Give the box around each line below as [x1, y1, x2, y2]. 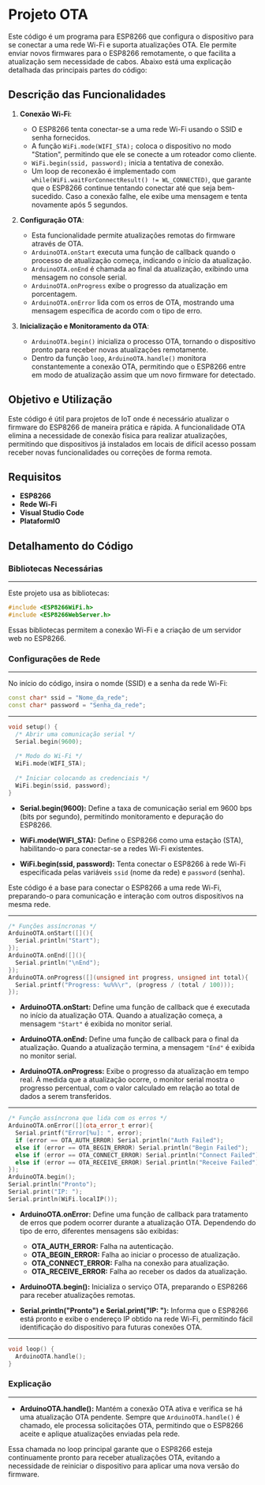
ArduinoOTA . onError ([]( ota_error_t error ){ [8, 1122, 154, 1130]
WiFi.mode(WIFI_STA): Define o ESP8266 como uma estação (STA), [19, 835, 244, 845]
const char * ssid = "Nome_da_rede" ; [8, 694, 129, 702]
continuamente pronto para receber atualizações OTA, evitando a [8, 1453, 221, 1462]
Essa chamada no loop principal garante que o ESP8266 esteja [8, 1444, 213, 1453]
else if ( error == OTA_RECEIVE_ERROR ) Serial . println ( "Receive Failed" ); [15, 1158, 263, 1166]
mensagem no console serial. [31, 272, 128, 282]
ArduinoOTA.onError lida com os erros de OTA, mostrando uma [31, 298, 235, 307]
